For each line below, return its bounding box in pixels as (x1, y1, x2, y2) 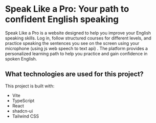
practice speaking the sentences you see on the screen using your (5, 40, 139, 46)
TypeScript (12, 98, 35, 103)
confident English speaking (5, 14, 119, 25)
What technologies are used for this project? (5, 70, 144, 79)
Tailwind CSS (12, 113, 39, 119)
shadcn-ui (12, 108, 33, 114)
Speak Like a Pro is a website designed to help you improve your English (5, 30, 151, 36)
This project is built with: (5, 83, 55, 89)
